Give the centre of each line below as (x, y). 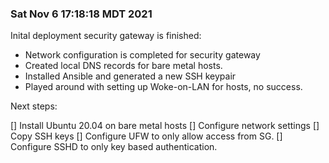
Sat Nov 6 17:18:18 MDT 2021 (81, 14)
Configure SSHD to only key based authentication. (114, 147)
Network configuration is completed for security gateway (142, 55)
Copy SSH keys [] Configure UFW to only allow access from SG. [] (146, 136)
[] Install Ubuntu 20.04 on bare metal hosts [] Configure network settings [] (165, 126)
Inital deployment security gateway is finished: (106, 36)
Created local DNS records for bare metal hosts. (123, 66)
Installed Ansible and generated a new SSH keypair (130, 76)
